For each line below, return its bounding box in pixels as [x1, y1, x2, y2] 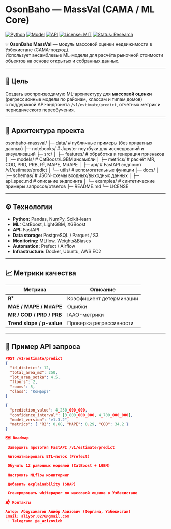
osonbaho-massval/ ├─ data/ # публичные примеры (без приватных [5, 140, 153, 146]
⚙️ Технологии [5, 202, 52, 211]
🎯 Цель [5, 77, 29, 86]
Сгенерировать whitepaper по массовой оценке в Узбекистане [7, 491, 138, 496]
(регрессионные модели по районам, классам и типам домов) [5, 96, 142, 102]
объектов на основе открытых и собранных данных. [5, 57, 120, 64]
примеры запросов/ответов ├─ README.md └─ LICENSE [5, 183, 129, 189]
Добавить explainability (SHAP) [7, 482, 76, 487]
